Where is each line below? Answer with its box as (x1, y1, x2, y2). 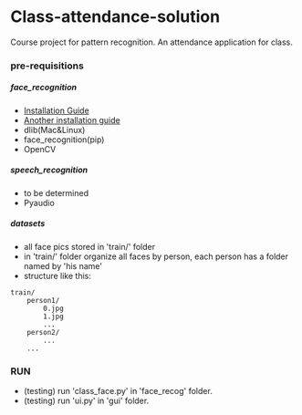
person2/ (26, 327, 60, 337)
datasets (10, 218, 46, 229)
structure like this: (23, 270, 92, 281)
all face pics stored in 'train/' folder (23, 241, 156, 252)
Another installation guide (23, 114, 121, 125)
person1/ (26, 296, 60, 305)
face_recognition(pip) (23, 134, 105, 145)
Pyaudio (23, 197, 56, 208)
